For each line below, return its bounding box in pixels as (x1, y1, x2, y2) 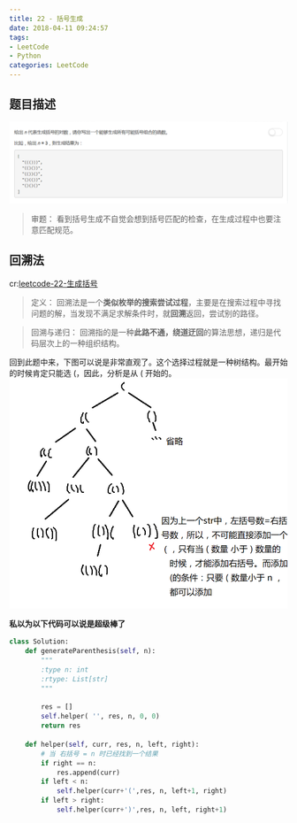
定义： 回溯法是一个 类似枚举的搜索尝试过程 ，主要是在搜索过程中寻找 (30, 296, 281, 307)
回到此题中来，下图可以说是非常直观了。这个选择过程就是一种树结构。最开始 (9, 357, 288, 367)
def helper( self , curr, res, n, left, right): (25, 740, 200, 749)
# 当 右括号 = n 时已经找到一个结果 (41, 749, 159, 758)
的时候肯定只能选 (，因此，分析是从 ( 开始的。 (9, 367, 177, 378)
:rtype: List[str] (41, 674, 109, 683)
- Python (9, 51, 42, 61)
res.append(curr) (56, 768, 121, 777)
